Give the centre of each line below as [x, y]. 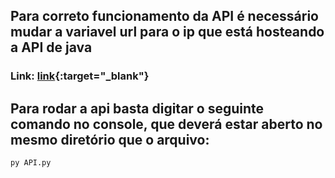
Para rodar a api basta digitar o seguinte [137, 108]
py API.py [31, 163]
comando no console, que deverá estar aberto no [166, 124]
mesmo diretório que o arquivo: [110, 139]
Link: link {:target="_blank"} [80, 76]
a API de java [51, 47]
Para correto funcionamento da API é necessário [164, 16]
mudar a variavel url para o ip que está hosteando [167, 32]
